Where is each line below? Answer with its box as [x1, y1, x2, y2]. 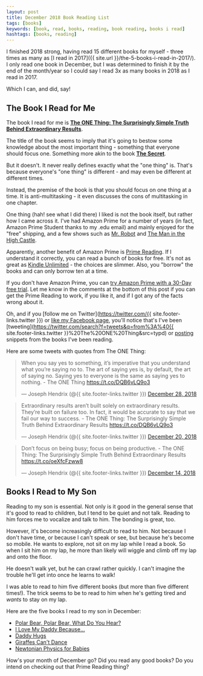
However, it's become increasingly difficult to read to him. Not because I [6, 527, 186, 535]
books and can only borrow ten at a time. [6, 267, 109, 275]
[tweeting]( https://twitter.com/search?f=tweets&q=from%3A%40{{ [6, 323, 174, 330]
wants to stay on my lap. [6, 596, 68, 603]
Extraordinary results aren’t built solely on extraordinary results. [21, 401, 180, 409]
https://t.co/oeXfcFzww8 [21, 457, 83, 464]
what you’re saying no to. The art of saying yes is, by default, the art [21, 365, 192, 372]
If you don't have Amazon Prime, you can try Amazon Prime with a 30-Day [6, 279, 192, 286]
